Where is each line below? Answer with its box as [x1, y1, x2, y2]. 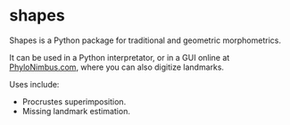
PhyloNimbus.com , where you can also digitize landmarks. [9, 62, 225, 72]
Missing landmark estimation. [21, 105, 131, 116]
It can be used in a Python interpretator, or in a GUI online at [9, 52, 230, 62]
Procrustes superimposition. [21, 96, 127, 107]
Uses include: [9, 79, 60, 89]
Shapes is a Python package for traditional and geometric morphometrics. [9, 35, 281, 46]
